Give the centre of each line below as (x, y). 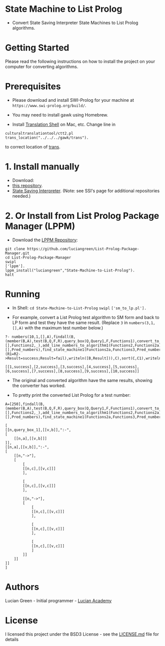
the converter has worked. (39, 385)
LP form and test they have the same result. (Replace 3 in (70, 323)
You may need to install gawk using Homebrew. (60, 115)
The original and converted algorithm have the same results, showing (82, 380)
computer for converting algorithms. (42, 66)
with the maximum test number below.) (64, 327)
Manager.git (17, 253)
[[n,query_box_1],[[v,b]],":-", (38, 430)
